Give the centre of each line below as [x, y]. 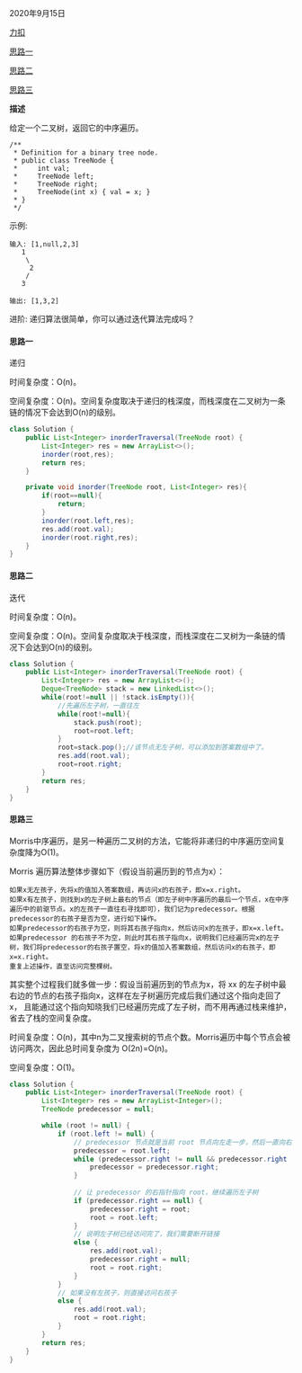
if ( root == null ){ [72, 496]
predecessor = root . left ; [122, 1150]
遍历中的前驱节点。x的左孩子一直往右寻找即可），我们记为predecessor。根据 [132, 909]
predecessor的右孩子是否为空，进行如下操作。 [85, 918]
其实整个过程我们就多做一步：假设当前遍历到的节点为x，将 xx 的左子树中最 [148, 984]
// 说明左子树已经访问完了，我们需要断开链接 [147, 1235]
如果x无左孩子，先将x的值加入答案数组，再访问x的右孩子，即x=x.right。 [127, 890]
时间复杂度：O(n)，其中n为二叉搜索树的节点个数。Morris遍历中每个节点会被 [150, 1037]
